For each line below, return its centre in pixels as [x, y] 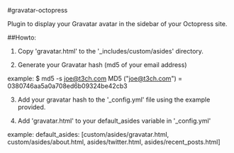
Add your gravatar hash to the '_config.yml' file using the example [114, 99]
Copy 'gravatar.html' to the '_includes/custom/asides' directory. [111, 51]
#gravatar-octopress [38, 10]
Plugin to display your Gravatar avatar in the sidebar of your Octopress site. [117, 24]
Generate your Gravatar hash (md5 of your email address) [102, 65]
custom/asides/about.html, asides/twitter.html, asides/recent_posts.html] [114, 142]
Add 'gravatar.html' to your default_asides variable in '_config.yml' [114, 121]
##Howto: [22, 37]
